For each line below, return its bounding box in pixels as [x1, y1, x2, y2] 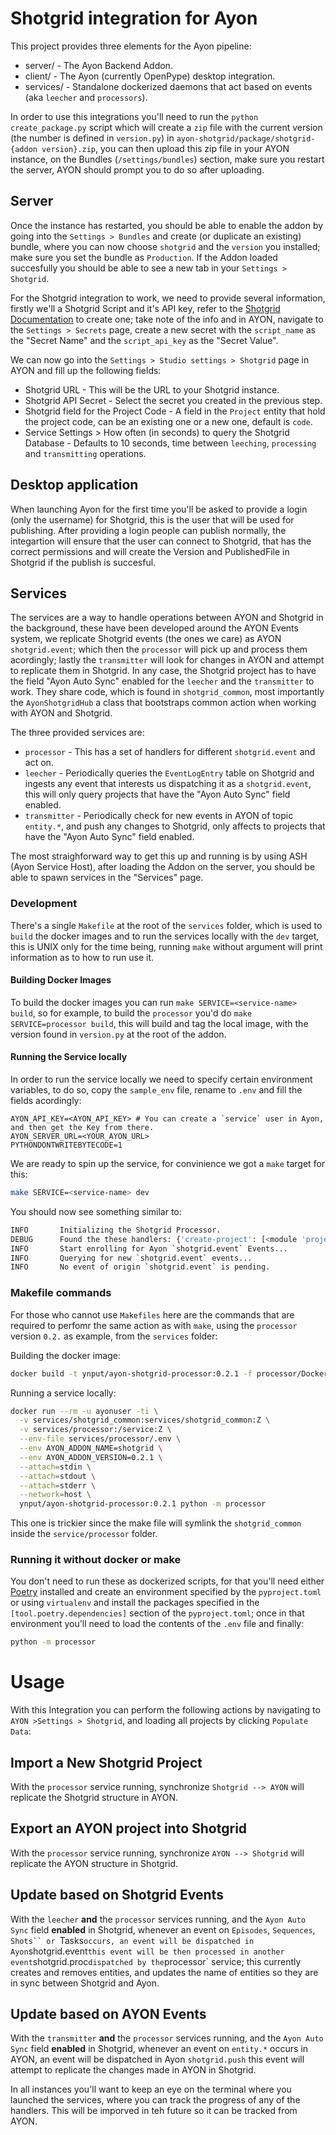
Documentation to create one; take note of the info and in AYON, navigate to [10, 313, 324, 325]
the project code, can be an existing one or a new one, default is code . [24, 415, 313, 427]
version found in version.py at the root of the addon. [10, 1028, 227, 1040]
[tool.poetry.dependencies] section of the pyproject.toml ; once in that [10, 1607, 305, 1619]
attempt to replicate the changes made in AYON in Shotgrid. [10, 2064, 257, 2076]
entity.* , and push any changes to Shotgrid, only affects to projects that [24, 820, 326, 832]
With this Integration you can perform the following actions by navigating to [10, 1704, 321, 1716]
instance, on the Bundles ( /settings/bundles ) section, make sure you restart [10, 153, 325, 165]
